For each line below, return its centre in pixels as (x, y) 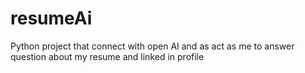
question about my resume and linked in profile (107, 56)
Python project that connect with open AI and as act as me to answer (152, 46)
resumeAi (51, 18)
